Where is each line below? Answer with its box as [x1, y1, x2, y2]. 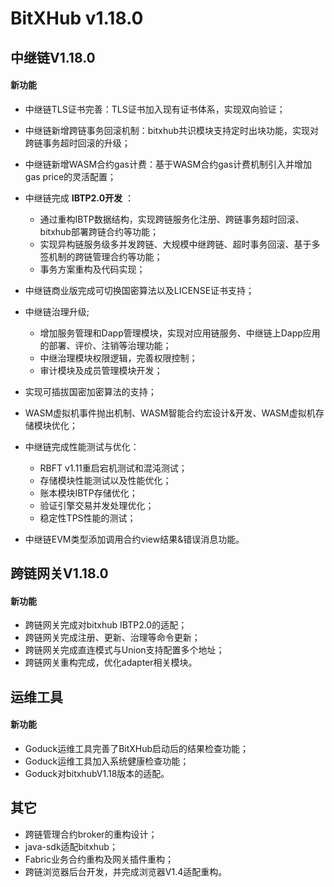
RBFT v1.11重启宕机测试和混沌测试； [39, 462, 188, 474]
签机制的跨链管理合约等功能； [39, 250, 163, 262]
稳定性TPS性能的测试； [39, 512, 137, 524]
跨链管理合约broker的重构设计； [24, 828, 158, 840]
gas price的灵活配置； [24, 170, 117, 182]
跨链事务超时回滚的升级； [24, 137, 131, 149]
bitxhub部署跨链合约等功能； [39, 225, 159, 237]
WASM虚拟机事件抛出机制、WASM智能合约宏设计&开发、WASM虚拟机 [24, 407, 316, 419]
